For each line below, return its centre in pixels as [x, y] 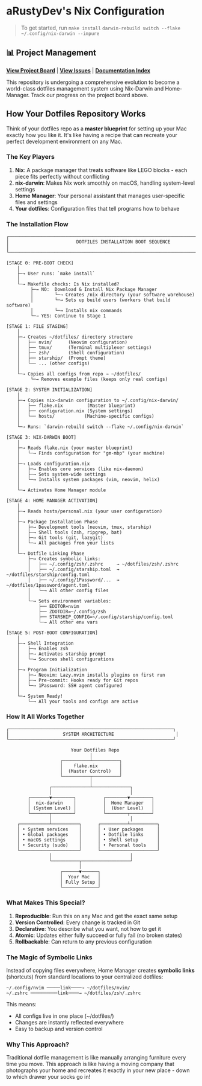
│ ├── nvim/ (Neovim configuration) [72, 342]
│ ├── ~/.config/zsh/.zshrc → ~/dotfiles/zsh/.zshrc [103, 564]
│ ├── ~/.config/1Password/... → [74, 580]
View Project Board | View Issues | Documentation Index [78, 70]
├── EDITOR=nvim [59, 607]
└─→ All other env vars [68, 622]
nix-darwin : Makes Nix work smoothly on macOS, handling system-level [105, 183]
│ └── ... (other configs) [54, 363]
